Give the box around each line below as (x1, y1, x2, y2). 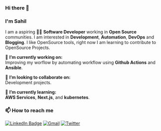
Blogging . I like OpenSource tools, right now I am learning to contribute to (5, 40, 157, 45)
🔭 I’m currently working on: (5, 54, 63, 60)
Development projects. (5, 80, 52, 86)
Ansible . (5, 65, 23, 71)
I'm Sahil (5, 17, 27, 24)
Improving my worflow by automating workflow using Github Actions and (5, 59, 156, 66)
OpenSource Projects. (5, 44, 51, 51)
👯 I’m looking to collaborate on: (5, 74, 71, 81)
